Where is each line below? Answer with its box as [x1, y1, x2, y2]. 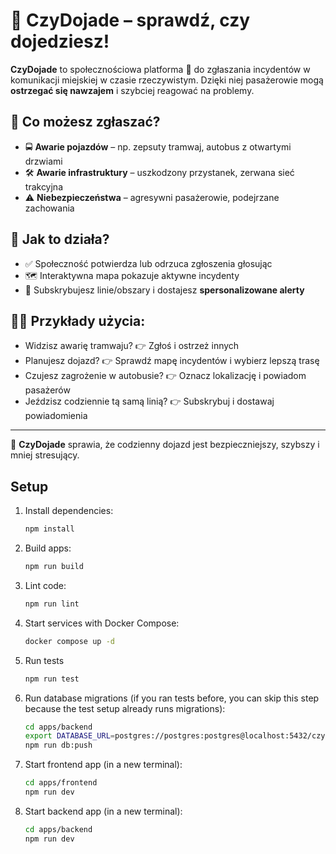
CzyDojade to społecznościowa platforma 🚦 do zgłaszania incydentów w [10, 63, 311, 75]
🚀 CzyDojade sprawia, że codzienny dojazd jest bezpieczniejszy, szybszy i [10, 439, 320, 451]
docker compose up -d [24, 636, 115, 646]
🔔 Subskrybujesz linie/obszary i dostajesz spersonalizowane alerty [24, 284, 305, 296]
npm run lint [24, 599, 80, 609]
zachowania [24, 202, 75, 214]
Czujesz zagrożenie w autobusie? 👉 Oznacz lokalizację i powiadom [24, 370, 307, 382]
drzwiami [24, 155, 63, 167]
